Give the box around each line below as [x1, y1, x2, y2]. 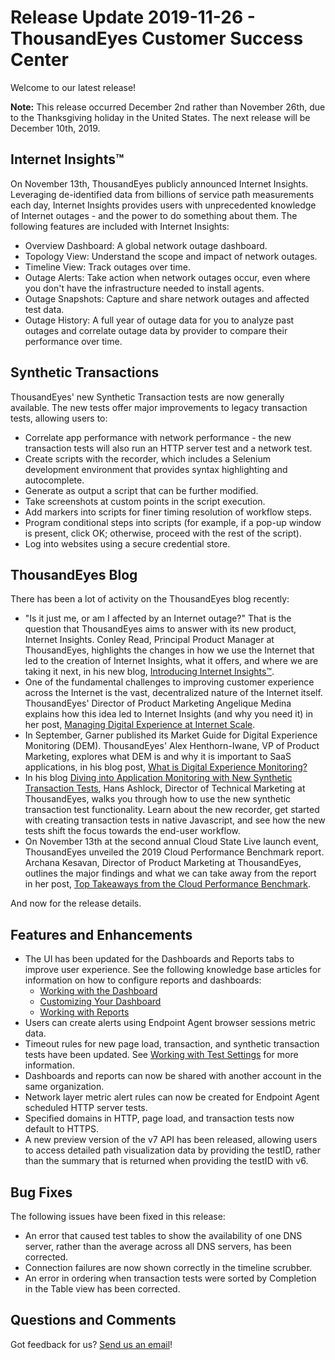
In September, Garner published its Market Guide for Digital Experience [24, 729, 318, 741]
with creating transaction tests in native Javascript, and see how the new [24, 814, 326, 826]
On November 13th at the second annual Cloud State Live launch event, [24, 836, 319, 848]
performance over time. [24, 335, 123, 347]
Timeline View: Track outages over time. [24, 261, 191, 273]
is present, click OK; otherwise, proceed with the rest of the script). [24, 527, 302, 539]
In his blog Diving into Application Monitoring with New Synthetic [24, 772, 293, 784]
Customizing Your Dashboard [39, 996, 162, 1008]
